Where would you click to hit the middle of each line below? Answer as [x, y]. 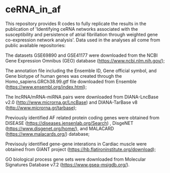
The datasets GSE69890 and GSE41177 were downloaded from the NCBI [82, 55]
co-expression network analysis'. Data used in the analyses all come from [83, 40]
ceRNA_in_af [33, 9]
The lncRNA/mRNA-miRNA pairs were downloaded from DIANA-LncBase [82, 97]
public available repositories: [35, 45]
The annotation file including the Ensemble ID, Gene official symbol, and [81, 71]
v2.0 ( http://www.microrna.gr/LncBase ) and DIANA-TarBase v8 [71, 102]
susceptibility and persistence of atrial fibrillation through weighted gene [82, 34]
